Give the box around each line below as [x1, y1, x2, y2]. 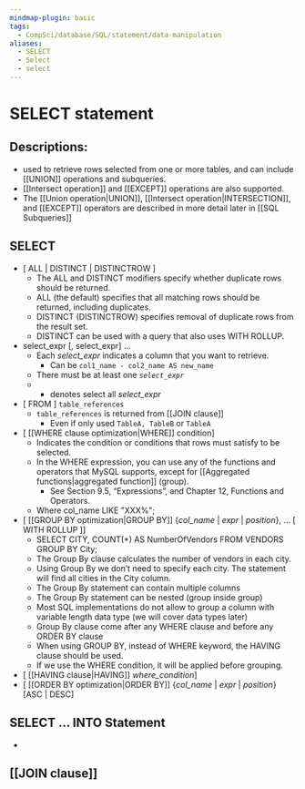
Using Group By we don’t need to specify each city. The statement [36, 562, 287, 574]
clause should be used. [36, 650, 124, 661]
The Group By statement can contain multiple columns [36, 582, 241, 593]
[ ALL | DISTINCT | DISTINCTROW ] [22, 262, 157, 273]
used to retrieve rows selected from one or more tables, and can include [22, 163, 294, 174]
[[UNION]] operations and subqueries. [22, 173, 167, 184]
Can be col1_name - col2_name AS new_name [49, 359, 214, 370]
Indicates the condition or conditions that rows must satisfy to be [36, 436, 280, 447]
